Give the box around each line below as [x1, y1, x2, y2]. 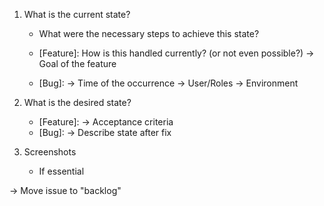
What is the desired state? [23, 97, 132, 108]
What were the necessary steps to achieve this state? [38, 28, 260, 39]
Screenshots [23, 146, 77, 158]
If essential [38, 165, 85, 177]
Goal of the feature [38, 58, 117, 69]
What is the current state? [23, 9, 131, 20]
